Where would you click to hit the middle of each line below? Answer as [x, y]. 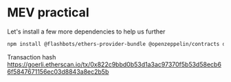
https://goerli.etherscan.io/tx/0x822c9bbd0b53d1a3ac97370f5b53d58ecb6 [114, 64]
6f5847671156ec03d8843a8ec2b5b [58, 71]
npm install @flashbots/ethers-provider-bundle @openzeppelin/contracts [113, 44]
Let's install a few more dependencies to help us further [86, 31]
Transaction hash [32, 57]
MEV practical [48, 13]
